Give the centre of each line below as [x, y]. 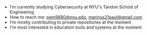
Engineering [22, 12]
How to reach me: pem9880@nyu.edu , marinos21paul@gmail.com [76, 17]
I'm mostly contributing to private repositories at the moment [70, 22]
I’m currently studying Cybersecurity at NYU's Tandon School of [74, 7]
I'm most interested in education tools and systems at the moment [76, 27]
